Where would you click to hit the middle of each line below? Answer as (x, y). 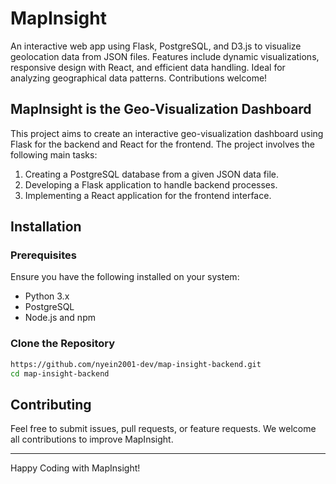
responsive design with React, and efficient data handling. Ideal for (148, 67)
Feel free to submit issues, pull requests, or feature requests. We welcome (163, 429)
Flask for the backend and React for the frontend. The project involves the (162, 144)
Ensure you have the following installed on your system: (125, 277)
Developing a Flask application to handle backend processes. (151, 184)
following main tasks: (54, 154)
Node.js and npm (60, 318)
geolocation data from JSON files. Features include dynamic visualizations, (165, 56)
